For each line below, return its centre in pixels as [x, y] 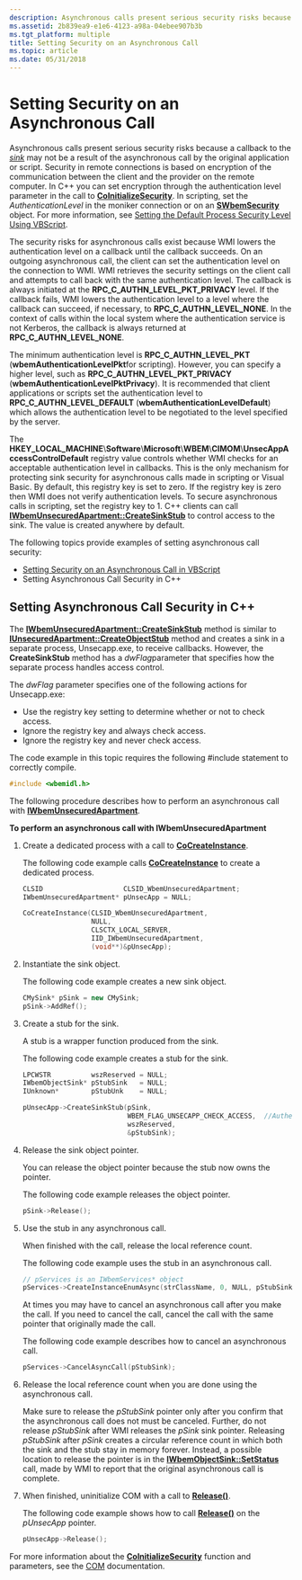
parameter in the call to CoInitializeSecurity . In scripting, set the [129, 195]
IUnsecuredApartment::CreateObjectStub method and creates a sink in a [147, 638]
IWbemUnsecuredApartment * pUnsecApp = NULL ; [107, 897]
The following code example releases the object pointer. [126, 1194]
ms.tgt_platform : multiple [60, 34]
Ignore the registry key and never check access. [112, 740]
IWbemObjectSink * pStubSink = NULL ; [95, 1083]
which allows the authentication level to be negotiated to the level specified [148, 412]
